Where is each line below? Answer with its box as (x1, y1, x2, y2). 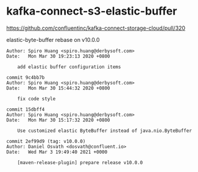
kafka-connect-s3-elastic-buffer (6, 4, 177, 18)
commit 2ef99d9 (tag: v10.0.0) (6, 138, 86, 144)
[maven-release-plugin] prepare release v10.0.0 (17, 159, 143, 165)
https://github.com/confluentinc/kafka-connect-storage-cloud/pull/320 (6, 24, 186, 32)
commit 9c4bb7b (6, 74, 45, 80)
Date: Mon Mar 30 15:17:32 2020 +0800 (6, 117, 111, 123)
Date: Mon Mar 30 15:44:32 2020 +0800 (6, 85, 111, 91)
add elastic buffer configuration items (17, 64, 121, 70)
